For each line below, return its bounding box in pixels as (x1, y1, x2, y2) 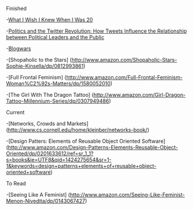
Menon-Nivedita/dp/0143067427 (6, 198, 85, 204)
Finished (6, 5, 27, 12)
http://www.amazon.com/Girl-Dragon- (93, 92, 186, 98)
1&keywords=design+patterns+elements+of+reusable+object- (6, 163, 157, 169)
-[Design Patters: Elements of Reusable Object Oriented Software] (6, 138, 166, 145)
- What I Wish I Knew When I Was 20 (6, 16, 94, 23)
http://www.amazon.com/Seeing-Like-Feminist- (70, 191, 185, 198)
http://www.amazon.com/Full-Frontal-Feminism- (66, 74, 183, 80)
